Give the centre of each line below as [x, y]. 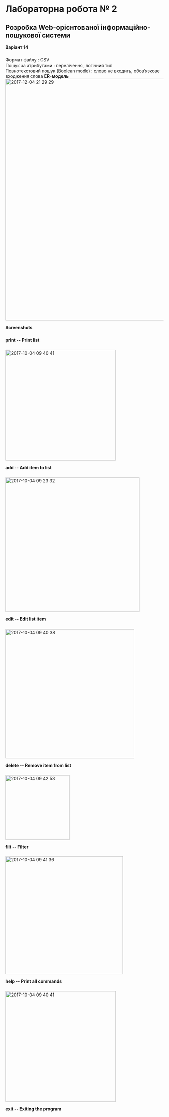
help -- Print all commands [34, 981]
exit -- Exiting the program [33, 1109]
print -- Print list [22, 340]
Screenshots [19, 327]
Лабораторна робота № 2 [61, 9]
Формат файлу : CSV [27, 60]
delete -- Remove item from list [38, 765]
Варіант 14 [17, 47]
